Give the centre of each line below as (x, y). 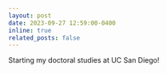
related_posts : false (44, 38)
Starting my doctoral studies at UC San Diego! (84, 60)
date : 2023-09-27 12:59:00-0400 (62, 23)
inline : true (30, 30)
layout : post (30, 15)
